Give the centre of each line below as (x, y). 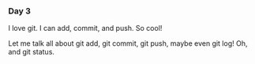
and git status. (32, 52)
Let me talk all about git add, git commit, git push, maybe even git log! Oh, (128, 43)
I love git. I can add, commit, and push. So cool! (85, 28)
